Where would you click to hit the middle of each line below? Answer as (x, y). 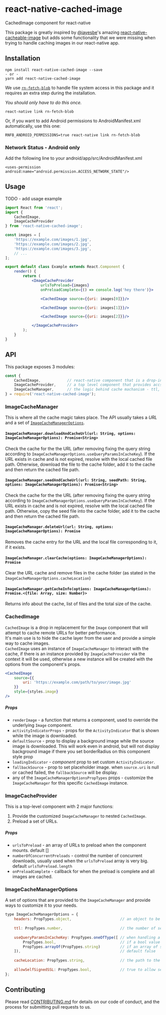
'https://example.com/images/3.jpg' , (53, 249)
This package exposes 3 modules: (40, 366)
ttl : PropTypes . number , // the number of (85, 928)
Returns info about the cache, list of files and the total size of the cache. (78, 604)
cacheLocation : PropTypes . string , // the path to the (87, 961)
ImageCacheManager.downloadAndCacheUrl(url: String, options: (70, 434)
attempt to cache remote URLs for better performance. (61, 633)
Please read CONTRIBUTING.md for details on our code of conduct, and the (82, 1002)
